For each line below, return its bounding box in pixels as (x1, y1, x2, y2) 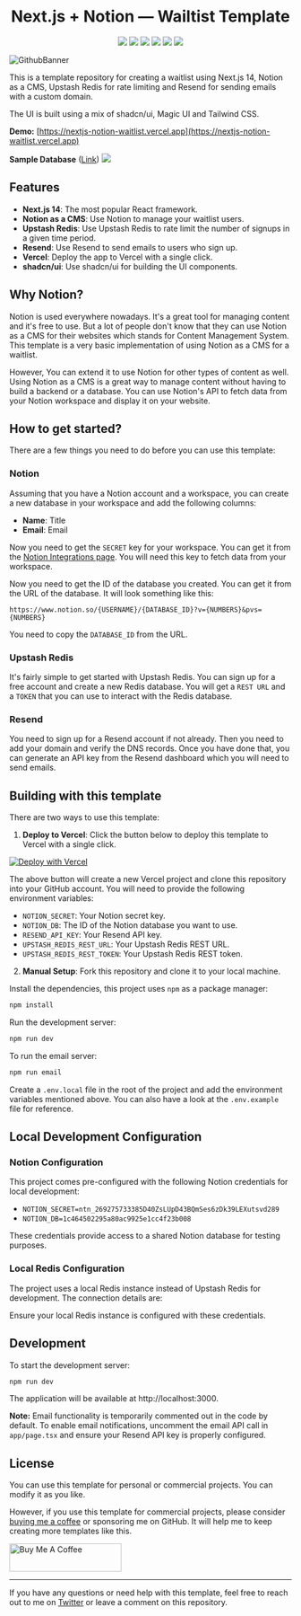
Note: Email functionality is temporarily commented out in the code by (9, 1410, 269, 1421)
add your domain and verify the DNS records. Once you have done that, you (9, 743, 290, 754)
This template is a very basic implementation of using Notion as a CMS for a (9, 340, 289, 350)
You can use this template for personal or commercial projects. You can (9, 1479, 273, 1490)
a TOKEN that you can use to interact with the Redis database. (9, 690, 233, 702)
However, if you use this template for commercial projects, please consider (9, 1506, 286, 1517)
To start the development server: (9, 1359, 131, 1371)
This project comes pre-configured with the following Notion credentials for (9, 1177, 288, 1188)
